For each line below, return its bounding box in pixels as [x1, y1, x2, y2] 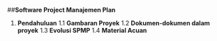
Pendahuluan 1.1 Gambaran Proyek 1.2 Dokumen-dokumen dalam [17, 19, 211, 27]
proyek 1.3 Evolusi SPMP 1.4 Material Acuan [17, 27, 147, 34]
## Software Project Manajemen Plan [7, 6, 116, 14]
